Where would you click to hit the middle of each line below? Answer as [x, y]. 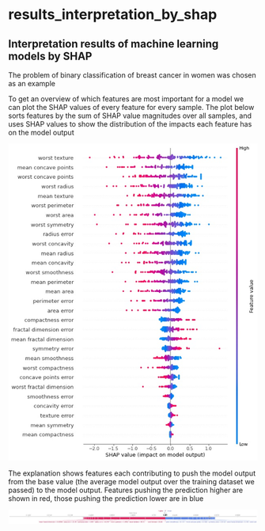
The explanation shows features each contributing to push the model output [132, 473]
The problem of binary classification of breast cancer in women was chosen [132, 75]
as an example [32, 83]
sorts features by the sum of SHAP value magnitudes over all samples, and [130, 116]
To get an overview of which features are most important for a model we [126, 99]
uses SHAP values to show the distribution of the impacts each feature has [130, 124]
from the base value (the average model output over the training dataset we [131, 482]
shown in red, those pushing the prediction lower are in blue [106, 499]
